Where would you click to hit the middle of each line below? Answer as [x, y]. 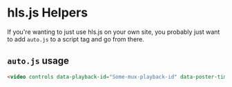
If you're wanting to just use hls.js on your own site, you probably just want [114, 32]
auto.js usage [38, 61]
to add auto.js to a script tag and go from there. [76, 39]
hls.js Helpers [48, 13]
